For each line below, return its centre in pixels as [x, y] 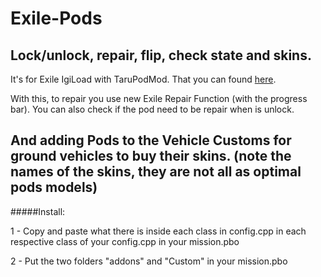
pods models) [54, 187]
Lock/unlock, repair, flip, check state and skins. [161, 55]
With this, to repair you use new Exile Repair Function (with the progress [159, 98]
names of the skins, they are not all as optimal [156, 172]
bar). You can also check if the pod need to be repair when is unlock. [152, 109]
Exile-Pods [56, 18]
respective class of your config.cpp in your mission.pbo [125, 241]
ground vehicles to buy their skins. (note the [151, 156]
